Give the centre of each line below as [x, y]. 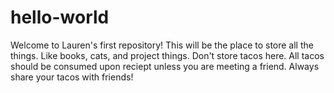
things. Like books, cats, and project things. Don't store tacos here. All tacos [167, 55]
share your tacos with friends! [72, 77]
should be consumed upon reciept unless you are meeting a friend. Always [165, 66]
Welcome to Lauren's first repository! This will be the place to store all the [162, 45]
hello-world [60, 17]
